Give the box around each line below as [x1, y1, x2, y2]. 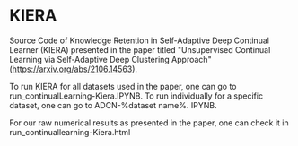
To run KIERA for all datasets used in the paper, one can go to [9, 81, 237, 91]
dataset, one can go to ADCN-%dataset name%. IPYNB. [9, 99, 217, 110]
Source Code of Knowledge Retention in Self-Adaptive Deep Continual [9, 35, 269, 46]
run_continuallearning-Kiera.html [9, 126, 131, 137]
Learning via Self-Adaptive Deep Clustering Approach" [9, 54, 213, 64]
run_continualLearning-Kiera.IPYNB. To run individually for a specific [9, 90, 263, 101]
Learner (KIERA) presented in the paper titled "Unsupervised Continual [9, 44, 271, 55]
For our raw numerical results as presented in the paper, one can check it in [9, 117, 289, 128]
